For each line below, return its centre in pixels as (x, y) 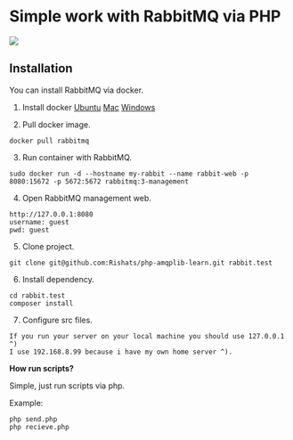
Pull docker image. (56, 124)
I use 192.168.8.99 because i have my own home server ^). (121, 352)
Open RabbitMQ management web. (86, 198)
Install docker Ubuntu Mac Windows (89, 107)
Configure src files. (57, 320)
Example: (26, 403)
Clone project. (48, 246)
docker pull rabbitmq (49, 141)
